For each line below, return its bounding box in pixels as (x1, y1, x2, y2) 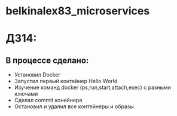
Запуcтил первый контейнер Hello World (14, 78, 118, 85)
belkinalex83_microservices (5, 4, 150, 18)
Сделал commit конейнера (14, 97, 83, 104)
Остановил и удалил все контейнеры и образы (14, 103, 134, 110)
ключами (14, 90, 38, 97)
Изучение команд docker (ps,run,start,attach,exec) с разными (14, 84, 172, 91)
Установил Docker (14, 71, 61, 78)
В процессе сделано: (5, 55, 89, 65)
